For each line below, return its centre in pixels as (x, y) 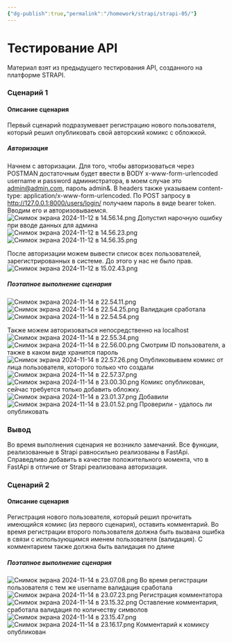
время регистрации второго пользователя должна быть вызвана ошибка (116, 532)
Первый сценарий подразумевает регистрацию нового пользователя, (112, 125)
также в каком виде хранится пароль (63, 352)
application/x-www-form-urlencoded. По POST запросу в (107, 195)
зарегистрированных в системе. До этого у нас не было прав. (100, 261)
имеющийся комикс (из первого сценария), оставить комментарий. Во (113, 525)
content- (211, 188)
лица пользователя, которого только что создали (81, 367)
